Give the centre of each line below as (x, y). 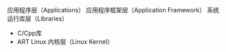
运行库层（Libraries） (38, 18)
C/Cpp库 (30, 33)
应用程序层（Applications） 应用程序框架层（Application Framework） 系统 (113, 10)
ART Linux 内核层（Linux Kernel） (65, 42)
